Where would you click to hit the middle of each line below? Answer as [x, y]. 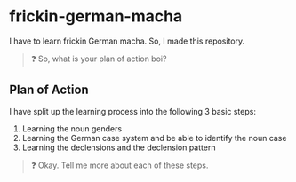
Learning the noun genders [72, 128]
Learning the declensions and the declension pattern [119, 147]
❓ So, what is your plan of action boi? [99, 59]
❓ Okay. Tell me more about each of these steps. [120, 165]
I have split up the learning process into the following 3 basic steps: [132, 111]
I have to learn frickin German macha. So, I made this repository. [127, 41]
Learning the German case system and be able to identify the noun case [154, 138]
